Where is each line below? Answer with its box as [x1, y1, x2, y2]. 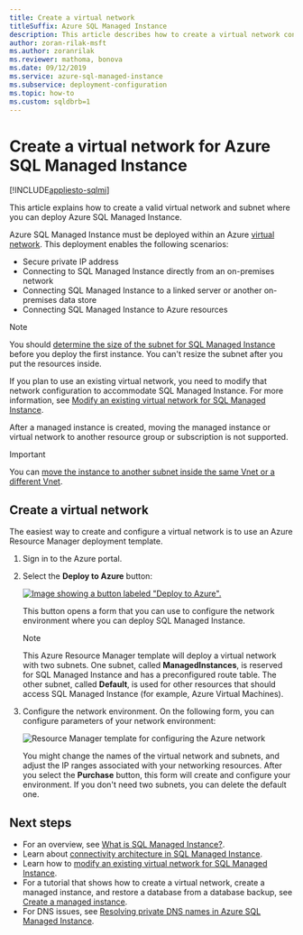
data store [59, 295, 97, 306]
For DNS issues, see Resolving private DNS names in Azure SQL [22, 905, 262, 916]
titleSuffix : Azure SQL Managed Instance [9, 22, 168, 31]
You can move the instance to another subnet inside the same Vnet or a [9, 466, 275, 478]
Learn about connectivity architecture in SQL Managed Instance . [22, 848, 263, 859]
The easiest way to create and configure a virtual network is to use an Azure [9, 527, 293, 537]
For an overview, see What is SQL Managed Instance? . [22, 839, 225, 849]
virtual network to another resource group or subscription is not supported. [9, 432, 289, 443]
